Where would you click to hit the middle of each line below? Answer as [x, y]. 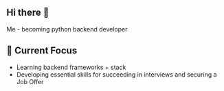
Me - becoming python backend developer [67, 29]
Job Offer [30, 81]
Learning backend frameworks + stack [71, 67]
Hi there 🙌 [28, 13]
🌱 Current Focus [42, 51]
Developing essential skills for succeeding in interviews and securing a [116, 74]
